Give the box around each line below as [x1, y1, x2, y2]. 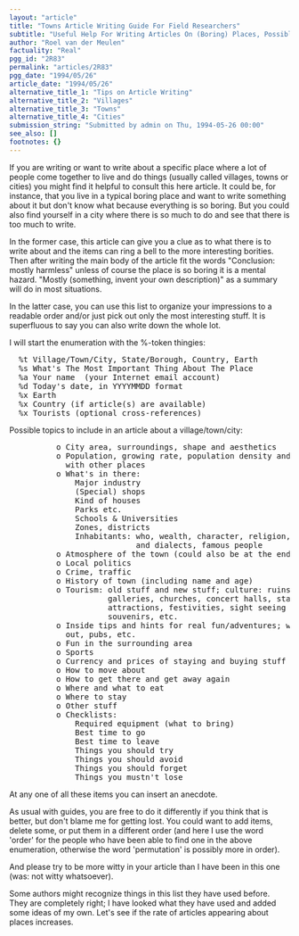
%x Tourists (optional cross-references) [18, 408, 202, 418]
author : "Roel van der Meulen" [9, 37, 125, 47]
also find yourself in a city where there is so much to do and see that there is [9, 209, 290, 220]
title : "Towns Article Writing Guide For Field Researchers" [9, 21, 241, 30]
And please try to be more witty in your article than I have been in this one [9, 861, 280, 872]
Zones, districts [75, 522, 150, 532]
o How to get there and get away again [56, 674, 230, 683]
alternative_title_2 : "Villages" [9, 95, 133, 105]
